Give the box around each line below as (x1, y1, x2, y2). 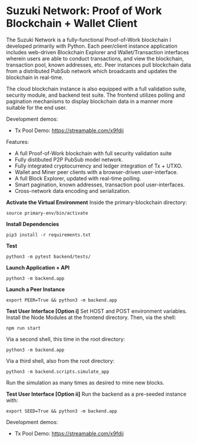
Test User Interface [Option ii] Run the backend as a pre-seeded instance (6, 391, 187, 398)
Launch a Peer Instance (6, 286, 65, 293)
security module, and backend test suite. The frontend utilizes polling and (6, 91, 185, 99)
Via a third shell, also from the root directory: (6, 357, 115, 364)
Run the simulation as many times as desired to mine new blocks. (6, 379, 165, 386)
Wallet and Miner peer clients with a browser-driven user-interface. (14, 168, 179, 175)
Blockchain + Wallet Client (6, 17, 137, 30)
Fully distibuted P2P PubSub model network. (14, 156, 123, 163)
